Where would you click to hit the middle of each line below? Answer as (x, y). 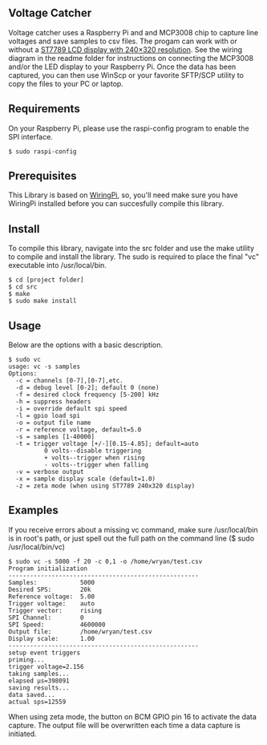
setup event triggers (44, 653)
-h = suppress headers (53, 402)
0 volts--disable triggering (93, 451)
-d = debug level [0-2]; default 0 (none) (87, 388)
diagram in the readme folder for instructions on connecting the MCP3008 (131, 58)
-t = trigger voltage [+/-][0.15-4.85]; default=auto (107, 444)
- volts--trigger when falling (96, 465)
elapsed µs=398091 (39, 681)
